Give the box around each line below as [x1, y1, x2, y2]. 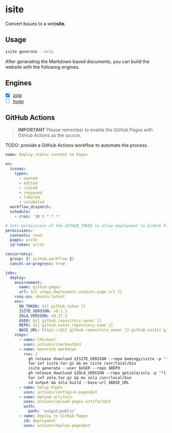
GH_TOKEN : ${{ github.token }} [18, 304, 86, 309]
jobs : [5, 270, 17, 275]
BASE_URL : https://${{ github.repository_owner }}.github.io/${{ [18, 327, 161, 333]
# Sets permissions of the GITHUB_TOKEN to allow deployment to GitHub [5, 223, 161, 228]
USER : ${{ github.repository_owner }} [18, 318, 102, 323]
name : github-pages [18, 285, 60, 290]
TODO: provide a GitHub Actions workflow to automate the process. [5, 142, 148, 148]
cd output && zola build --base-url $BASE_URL [28, 380, 130, 385]
